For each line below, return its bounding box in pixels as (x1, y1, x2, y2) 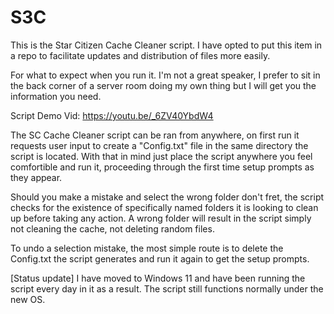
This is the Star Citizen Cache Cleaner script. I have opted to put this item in (10, 39, 323, 51)
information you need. (10, 90, 102, 102)
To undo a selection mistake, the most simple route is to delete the (10, 242, 284, 254)
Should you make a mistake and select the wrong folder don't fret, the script (10, 191, 325, 203)
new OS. (10, 293, 46, 305)
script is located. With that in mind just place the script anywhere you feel (10, 150, 313, 162)
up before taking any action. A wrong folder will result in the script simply (10, 212, 312, 224)
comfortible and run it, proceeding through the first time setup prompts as (10, 161, 315, 173)
